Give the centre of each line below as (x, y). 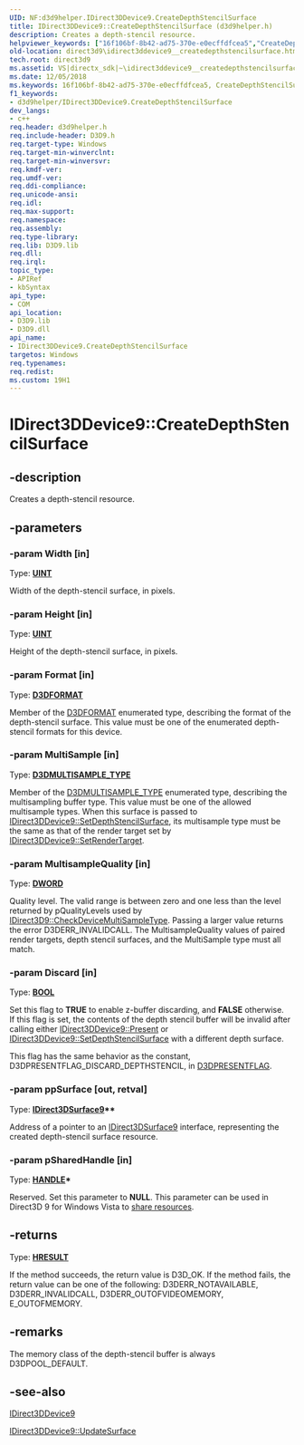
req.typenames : (38, 363)
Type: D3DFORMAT (46, 695)
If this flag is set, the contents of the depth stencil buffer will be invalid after (150, 1019)
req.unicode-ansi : (44, 195)
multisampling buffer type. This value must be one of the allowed (130, 802)
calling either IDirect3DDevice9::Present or (89, 1029)
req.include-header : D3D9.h (62, 136)
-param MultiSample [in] (64, 755)
